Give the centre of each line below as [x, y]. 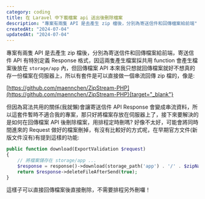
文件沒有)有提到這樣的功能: [45, 137]
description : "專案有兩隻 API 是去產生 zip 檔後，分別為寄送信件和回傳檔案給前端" [102, 23]
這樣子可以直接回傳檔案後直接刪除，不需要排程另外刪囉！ [78, 190]
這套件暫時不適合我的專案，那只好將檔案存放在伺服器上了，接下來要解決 [102, 115]
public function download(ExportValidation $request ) [76, 149]
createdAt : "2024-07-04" [38, 29]
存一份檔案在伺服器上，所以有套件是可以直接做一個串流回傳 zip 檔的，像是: [101, 76]
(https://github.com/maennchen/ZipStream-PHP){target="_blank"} [90, 95]
